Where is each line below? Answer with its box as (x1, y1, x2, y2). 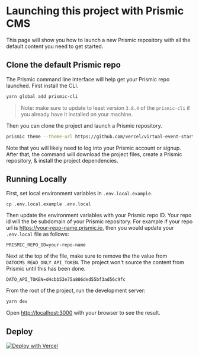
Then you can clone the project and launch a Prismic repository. (6, 122, 163, 129)
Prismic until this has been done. (6, 265, 86, 272)
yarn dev (6, 299, 28, 305)
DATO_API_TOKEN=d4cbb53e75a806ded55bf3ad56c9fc (6, 277, 126, 283)
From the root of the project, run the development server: (6, 287, 146, 294)
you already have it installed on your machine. (20, 110, 133, 118)
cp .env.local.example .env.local (6, 201, 92, 207)
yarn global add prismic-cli (6, 93, 78, 99)
